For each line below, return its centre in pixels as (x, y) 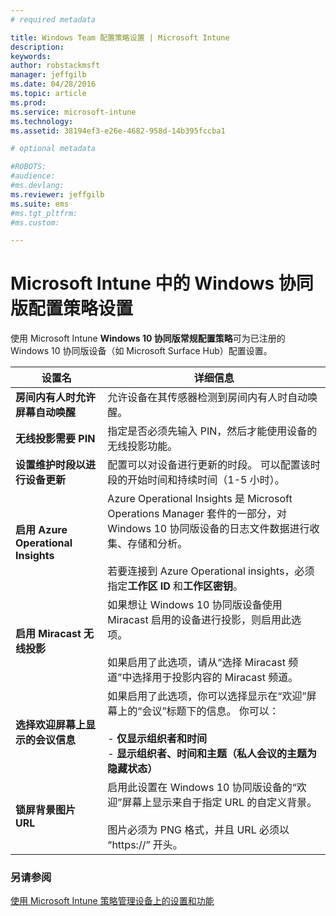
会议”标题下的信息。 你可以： (210, 711)
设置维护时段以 (51, 465)
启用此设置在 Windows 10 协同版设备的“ (202, 788)
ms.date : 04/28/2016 (53, 84)
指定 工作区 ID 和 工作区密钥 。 (175, 586)
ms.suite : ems (40, 204)
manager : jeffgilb (48, 75)
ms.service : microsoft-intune (73, 112)
